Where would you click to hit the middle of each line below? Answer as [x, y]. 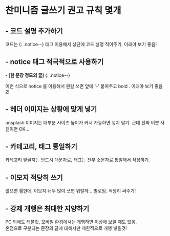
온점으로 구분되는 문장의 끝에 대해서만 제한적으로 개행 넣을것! [66, 228]
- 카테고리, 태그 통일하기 [41, 147]
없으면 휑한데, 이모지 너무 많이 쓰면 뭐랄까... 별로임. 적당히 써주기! [71, 191]
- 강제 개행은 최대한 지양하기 [47, 209]
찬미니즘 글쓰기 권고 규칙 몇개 [63, 10]
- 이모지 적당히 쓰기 [34, 177]
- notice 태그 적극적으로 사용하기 [55, 62]
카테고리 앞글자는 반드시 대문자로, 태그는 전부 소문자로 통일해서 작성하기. [78, 160]
